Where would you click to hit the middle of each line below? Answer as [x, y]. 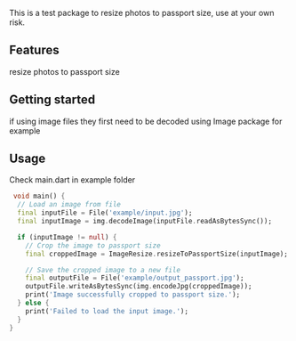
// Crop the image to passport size [93, 245]
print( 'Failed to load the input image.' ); [107, 311]
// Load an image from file [69, 205]
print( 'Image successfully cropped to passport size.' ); [133, 295]
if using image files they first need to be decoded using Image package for [146, 121]
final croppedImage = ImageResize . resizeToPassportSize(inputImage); [157, 254]
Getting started [52, 100]
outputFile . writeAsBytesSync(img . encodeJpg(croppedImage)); [139, 287]
